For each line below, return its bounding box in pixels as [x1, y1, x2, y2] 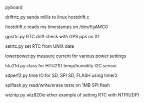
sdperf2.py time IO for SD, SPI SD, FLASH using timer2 [5, 72, 117, 78]
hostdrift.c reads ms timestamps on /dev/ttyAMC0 [5, 24, 108, 30]
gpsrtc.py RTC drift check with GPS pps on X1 [5, 34, 100, 39]
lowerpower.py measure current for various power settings [5, 53, 126, 59]
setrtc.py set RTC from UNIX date [5, 43, 74, 49]
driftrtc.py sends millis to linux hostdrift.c [5, 14, 89, 20]
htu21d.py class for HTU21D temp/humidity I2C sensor [5, 63, 117, 68]
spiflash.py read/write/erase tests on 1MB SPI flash [5, 82, 110, 88]
